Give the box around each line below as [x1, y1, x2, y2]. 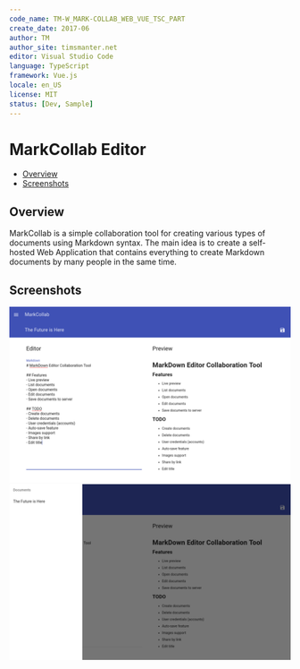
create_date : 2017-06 [9, 23, 90, 33]
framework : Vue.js [9, 72, 78, 81]
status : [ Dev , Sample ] [9, 99, 94, 108]
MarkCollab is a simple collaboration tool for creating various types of [9, 228, 266, 239]
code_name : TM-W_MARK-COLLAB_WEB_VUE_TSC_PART [9, 14, 186, 23]
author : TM [9, 33, 50, 42]
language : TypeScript [9, 62, 90, 71]
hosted [9, 247, 36, 258]
